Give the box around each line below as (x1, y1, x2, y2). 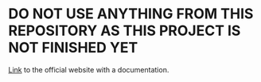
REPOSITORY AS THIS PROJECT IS (8, 21, 241, 40)
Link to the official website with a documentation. (8, 64, 169, 74)
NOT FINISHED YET (8, 39, 138, 57)
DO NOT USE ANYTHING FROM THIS (8, 5, 254, 23)
